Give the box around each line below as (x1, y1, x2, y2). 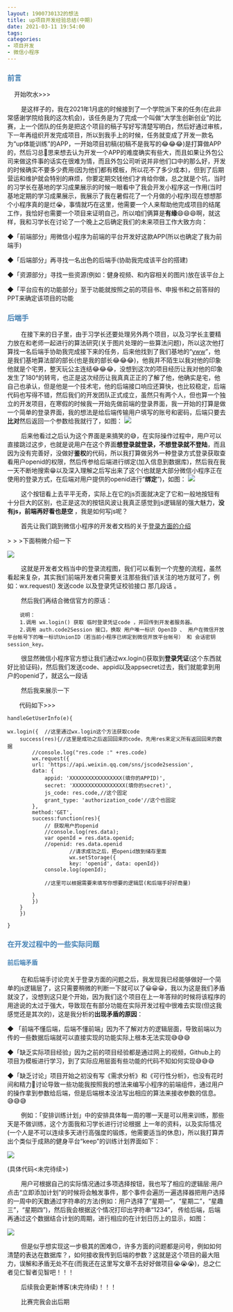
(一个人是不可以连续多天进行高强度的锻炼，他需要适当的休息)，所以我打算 (7, 1128, 218, 1136)
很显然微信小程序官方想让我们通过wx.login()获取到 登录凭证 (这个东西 (20, 654, 216, 663)
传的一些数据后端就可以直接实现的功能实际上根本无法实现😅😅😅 (7, 1033, 191, 1041)
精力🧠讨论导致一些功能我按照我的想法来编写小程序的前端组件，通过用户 (19, 1080, 224, 1088)
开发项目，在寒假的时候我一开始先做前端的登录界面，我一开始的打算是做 (19, 400, 226, 408)
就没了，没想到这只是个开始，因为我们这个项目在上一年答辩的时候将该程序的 (7, 992, 226, 1000)
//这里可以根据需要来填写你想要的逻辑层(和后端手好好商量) (44, 880, 191, 887)
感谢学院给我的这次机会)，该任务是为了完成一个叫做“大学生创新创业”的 (12, 114, 216, 122)
